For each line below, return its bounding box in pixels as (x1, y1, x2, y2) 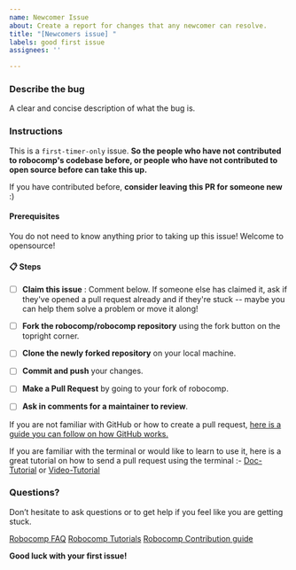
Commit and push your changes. (21, 365, 144, 377)
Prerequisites (9, 211, 60, 222)
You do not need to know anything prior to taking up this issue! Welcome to (9, 230, 284, 241)
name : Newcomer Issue (9, 12, 90, 22)
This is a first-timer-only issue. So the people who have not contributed (9, 145, 282, 156)
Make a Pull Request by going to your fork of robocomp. (21, 383, 229, 394)
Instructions (9, 125, 64, 137)
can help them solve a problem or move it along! (21, 303, 199, 315)
